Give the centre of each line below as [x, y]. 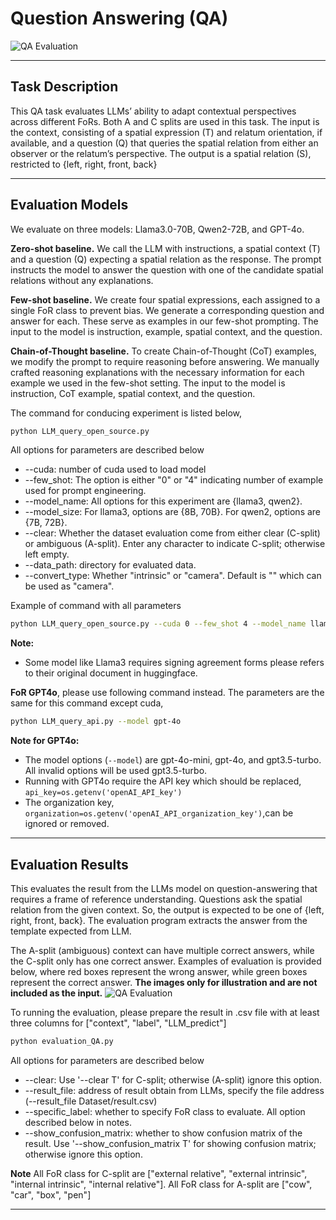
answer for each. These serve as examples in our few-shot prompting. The [164, 321]
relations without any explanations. [82, 280]
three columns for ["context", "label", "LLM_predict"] [118, 1023]
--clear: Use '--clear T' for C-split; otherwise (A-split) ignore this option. [173, 1079]
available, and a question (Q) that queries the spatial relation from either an [164, 143]
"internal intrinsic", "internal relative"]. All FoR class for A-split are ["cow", [161, 1184]
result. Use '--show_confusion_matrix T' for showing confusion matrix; [170, 1143]
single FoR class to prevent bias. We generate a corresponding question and [167, 310]
